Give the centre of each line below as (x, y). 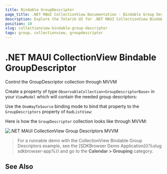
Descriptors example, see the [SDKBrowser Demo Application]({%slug (89, 146)
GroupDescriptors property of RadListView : (49, 111)
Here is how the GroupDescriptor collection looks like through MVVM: (76, 121)
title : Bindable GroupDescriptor (40, 10)
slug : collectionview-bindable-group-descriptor (56, 28)
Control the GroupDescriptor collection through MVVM (61, 82)
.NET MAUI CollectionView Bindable (81, 57)
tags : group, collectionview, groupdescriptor (54, 33)
